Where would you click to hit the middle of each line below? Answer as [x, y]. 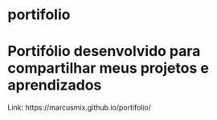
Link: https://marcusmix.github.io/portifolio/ [80, 108]
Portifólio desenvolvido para [104, 52]
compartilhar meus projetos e [108, 68]
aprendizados [55, 85]
